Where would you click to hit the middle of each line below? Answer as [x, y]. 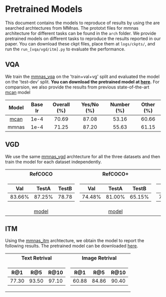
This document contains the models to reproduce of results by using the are [83, 23]
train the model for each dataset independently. [54, 162]
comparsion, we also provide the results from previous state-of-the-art [77, 87]
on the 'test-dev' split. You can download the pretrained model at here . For [82, 82]
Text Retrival [37, 258]
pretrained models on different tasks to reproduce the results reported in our [83, 39]
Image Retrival [99, 258]
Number [120, 104]
